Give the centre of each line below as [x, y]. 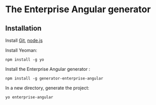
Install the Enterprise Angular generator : [48, 69]
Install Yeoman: [21, 50]
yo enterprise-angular [29, 97]
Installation [23, 28]
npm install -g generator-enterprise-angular [54, 78]
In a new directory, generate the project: [48, 88]
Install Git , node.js [24, 40]
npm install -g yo [25, 60]
